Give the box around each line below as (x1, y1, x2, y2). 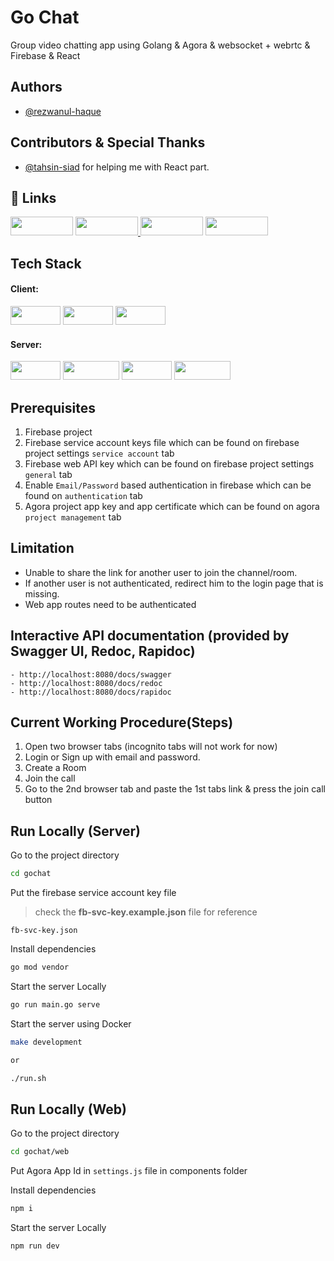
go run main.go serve (10, 999, 101, 1010)
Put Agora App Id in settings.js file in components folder (10, 1165, 248, 1177)
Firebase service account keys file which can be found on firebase (24, 436, 300, 448)
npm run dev (10, 1241, 60, 1251)
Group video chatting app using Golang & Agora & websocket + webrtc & (10, 39, 311, 51)
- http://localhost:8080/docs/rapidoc (10, 687, 172, 697)
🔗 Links (10, 189, 57, 206)
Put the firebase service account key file (10, 887, 177, 899)
